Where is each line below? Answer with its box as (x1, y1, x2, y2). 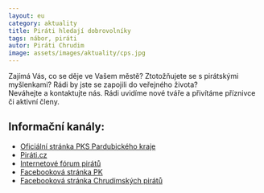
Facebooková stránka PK (19, 166, 103, 177)
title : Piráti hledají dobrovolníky (8, 27, 131, 35)
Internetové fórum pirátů (19, 158, 101, 168)
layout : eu (8, 11, 45, 20)
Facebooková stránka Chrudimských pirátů (19, 175, 163, 185)
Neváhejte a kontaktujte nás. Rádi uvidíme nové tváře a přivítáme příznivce (8, 88, 256, 97)
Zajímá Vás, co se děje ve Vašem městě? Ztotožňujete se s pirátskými (8, 72, 239, 80)
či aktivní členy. (8, 97, 60, 106)
